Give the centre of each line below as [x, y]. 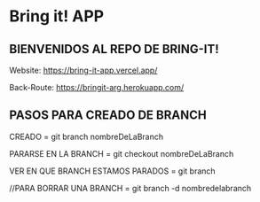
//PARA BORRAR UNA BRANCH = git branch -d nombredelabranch [130, 188]
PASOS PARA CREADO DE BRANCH [108, 116]
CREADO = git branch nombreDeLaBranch [87, 136]
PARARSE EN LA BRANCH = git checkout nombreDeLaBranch [122, 153]
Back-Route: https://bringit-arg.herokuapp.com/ [97, 87]
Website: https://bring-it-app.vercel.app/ [83, 70]
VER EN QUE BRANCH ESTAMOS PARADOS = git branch [112, 171]
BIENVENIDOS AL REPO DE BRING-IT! [114, 49]
